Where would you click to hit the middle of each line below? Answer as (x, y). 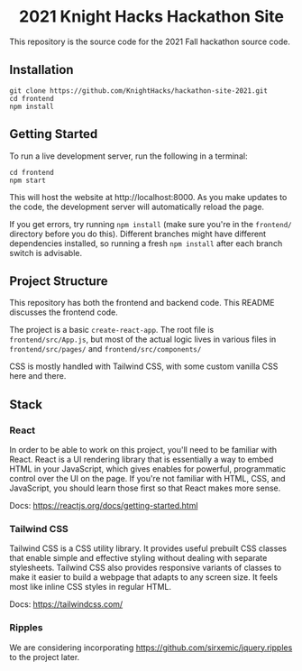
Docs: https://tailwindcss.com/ (66, 604)
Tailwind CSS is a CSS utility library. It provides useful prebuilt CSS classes (148, 548)
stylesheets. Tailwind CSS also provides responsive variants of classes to (146, 568)
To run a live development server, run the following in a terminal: (128, 156)
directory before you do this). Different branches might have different (138, 234)
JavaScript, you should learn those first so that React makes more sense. (145, 488)
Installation (41, 70)
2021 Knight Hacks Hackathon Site (151, 17)
